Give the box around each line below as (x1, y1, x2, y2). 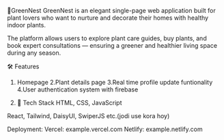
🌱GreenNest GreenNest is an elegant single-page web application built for (7, 7, 216, 14)
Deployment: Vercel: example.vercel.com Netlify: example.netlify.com (7, 125, 203, 133)
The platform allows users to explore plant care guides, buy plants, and (7, 34, 207, 42)
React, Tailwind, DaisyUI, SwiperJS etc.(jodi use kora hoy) (7, 112, 170, 120)
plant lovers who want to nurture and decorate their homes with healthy (7, 14, 209, 22)
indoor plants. (7, 21, 46, 29)
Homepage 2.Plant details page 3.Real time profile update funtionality (16, 79, 213, 86)
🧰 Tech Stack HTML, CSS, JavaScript (16, 99, 122, 107)
